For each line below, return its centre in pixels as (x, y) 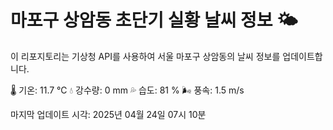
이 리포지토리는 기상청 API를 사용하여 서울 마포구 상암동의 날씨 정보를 (145, 56)
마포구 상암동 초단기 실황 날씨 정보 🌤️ (154, 20)
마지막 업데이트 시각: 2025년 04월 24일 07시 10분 (108, 114)
